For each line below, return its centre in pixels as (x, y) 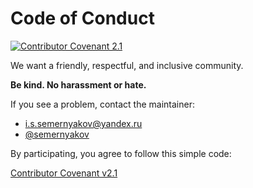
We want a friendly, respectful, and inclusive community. (127, 65)
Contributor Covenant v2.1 (64, 173)
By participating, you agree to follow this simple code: (121, 153)
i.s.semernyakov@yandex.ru (83, 123)
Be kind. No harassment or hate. (78, 84)
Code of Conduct (82, 18)
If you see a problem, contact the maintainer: (102, 104)
